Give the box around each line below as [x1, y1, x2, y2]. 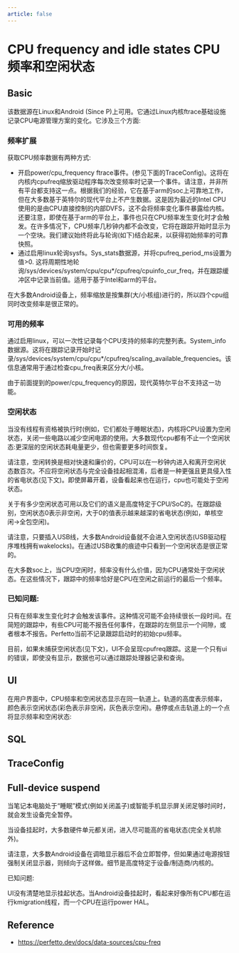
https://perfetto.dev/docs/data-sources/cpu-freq [17, 938, 161, 947]
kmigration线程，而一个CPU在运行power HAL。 [13, 898, 153, 907]
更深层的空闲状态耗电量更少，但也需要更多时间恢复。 [15, 442, 172, 451]
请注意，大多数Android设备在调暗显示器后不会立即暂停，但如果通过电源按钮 [7, 850, 230, 858]
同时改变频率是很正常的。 [7, 299, 83, 307]
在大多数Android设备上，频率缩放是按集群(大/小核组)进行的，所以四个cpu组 [7, 290, 230, 299]
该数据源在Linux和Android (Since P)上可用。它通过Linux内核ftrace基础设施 [7, 107, 226, 116]
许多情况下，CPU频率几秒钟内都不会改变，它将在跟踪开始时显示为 [36, 222, 231, 230]
